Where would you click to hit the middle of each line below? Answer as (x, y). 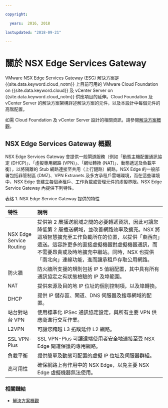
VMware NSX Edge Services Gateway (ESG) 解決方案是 (62, 78)
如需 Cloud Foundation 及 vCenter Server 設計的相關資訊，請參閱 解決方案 (81, 120)
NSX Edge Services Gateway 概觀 (58, 144)
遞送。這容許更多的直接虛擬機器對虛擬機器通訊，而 (97, 245)
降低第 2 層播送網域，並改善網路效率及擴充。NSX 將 (99, 230)
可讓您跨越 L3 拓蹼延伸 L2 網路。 (76, 329)
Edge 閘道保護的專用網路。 (69, 346)
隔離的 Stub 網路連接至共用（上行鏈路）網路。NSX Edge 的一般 (90, 169)
